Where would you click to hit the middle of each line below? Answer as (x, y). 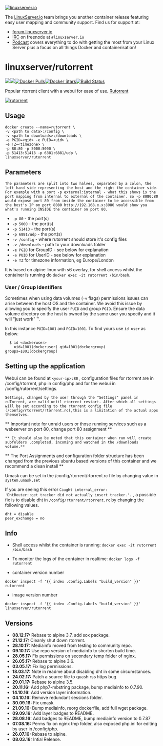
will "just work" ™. (23, 319)
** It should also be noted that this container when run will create (78, 438)
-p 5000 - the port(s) (33, 224)
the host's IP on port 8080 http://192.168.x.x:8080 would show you (76, 205)
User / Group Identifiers (34, 287)
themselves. (17, 414)
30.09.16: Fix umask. (33, 703)
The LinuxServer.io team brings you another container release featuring (77, 17)
